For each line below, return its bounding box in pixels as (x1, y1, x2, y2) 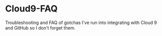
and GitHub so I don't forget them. (5, 24, 76, 30)
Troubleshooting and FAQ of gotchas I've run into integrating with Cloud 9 (5, 19, 157, 25)
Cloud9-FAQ (5, 3, 58, 14)
